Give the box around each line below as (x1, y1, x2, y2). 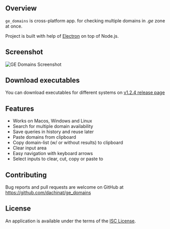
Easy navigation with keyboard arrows (12, 150, 93, 157)
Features (5, 104, 34, 113)
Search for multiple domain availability (12, 123, 93, 130)
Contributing (5, 170, 47, 179)
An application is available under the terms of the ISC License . (5, 218, 136, 224)
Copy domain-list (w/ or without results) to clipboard (12, 140, 124, 146)
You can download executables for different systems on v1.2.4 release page (5, 89, 165, 96)
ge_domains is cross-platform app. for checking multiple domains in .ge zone (5, 17, 165, 23)
